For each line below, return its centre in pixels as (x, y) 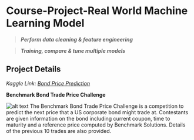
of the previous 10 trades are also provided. (59, 131)
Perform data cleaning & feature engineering (77, 39)
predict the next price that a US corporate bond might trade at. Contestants (97, 112)
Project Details (34, 69)
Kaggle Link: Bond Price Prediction (48, 83)
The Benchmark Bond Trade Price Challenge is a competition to (107, 106)
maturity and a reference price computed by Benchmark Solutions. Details (96, 125)
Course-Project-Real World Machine (97, 11)
